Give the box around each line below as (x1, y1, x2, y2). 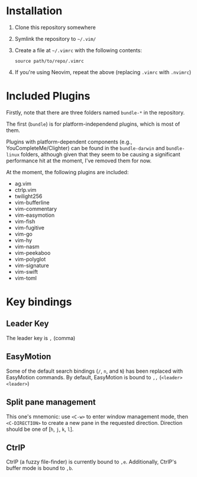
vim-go (14, 230, 33, 238)
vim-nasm (14, 243, 40, 250)
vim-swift (14, 268, 38, 275)
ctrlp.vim (14, 186, 37, 193)
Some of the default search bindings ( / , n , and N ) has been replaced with (6, 367, 183, 374)
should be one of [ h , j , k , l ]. (6, 425, 74, 433)
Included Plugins (6, 89, 91, 103)
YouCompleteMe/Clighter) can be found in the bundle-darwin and (6, 144, 165, 152)
